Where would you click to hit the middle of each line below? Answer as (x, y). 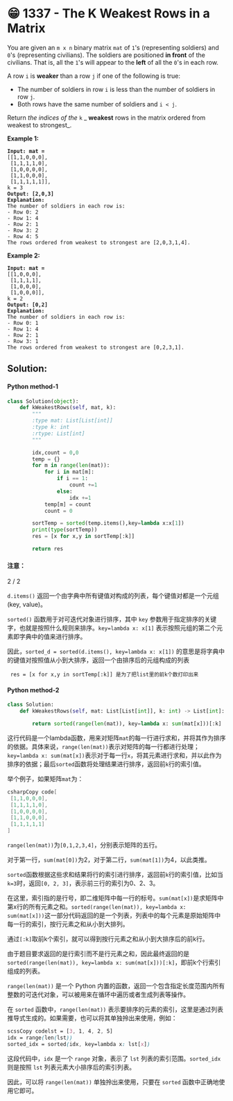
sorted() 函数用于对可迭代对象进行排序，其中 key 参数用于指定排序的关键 (112, 619)
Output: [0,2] (28, 305)
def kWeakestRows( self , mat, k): (68, 408)
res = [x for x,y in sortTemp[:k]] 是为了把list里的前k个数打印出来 (104, 675)
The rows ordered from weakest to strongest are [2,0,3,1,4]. (99, 242)
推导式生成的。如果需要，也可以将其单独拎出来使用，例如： (92, 1018)
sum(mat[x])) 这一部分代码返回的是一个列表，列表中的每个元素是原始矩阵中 (114, 916)
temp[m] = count (68, 504)
